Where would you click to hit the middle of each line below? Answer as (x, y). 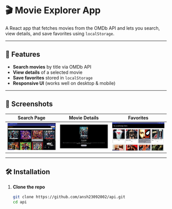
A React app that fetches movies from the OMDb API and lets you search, (83, 28)
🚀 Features (23, 55)
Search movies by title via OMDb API (52, 67)
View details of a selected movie (48, 72)
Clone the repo (29, 187)
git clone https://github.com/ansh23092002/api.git (69, 197)
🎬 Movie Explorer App (53, 11)
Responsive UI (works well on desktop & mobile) (64, 83)
